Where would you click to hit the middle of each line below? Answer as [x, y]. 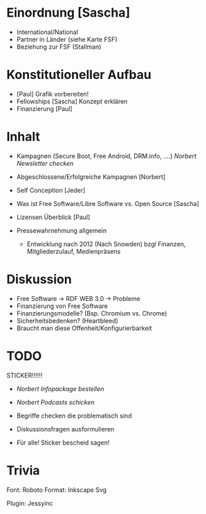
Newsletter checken [45, 163]
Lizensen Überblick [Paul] [53, 217]
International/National [47, 32]
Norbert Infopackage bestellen [60, 388]
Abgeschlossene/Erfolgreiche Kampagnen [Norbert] [91, 177]
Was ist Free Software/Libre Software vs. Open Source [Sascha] [108, 203]
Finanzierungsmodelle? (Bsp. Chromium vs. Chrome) [92, 313]
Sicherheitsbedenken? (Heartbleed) [67, 320]
